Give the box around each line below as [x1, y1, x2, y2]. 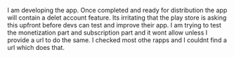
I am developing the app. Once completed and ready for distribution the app [7, 6, 228, 14]
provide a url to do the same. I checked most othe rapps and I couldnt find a [7, 36, 227, 44]
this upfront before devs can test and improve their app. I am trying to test [7, 21, 221, 29]
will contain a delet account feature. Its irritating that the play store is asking [7, 13, 227, 22]
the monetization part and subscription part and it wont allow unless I [7, 28, 208, 37]
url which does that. [7, 44, 65, 51]
